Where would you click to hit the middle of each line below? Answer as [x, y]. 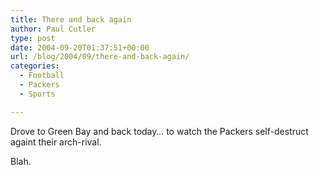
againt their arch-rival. [56, 142]
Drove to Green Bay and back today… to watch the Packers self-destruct [159, 131]
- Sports [37, 94]
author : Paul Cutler [53, 29]
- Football [42, 76]
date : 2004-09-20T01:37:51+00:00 [80, 47]
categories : [35, 66]
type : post [33, 38]
